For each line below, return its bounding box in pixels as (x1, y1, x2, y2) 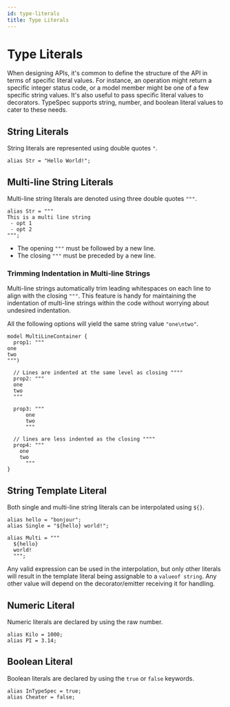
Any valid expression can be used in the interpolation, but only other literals (7, 565, 222, 573)
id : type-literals (7, 10, 60, 17)
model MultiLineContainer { (7, 333, 88, 340)
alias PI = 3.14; (7, 637, 57, 644)
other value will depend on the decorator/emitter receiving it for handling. (7, 579, 216, 588)
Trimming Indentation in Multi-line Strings (7, 269, 150, 278)
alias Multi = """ (7, 534, 60, 542)
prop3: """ (13, 405, 45, 413)
